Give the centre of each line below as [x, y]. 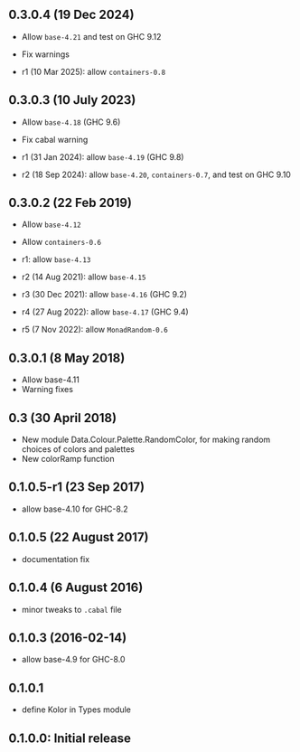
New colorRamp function [68, 459]
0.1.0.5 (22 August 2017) [79, 537]
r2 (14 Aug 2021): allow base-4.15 [84, 277]
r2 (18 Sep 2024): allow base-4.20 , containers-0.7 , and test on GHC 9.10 [156, 174]
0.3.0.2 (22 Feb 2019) [70, 203]
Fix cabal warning [55, 139]
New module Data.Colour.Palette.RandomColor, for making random [146, 440]
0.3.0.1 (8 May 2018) [67, 357]
